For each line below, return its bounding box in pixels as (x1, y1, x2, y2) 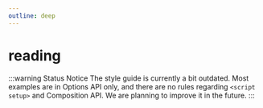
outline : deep (8, 11, 56, 20)
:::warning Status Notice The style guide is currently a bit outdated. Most (8, 73, 249, 83)
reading (8, 46, 62, 64)
